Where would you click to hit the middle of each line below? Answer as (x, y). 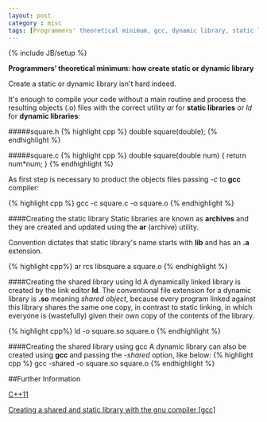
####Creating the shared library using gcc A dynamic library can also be (128, 346)
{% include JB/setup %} (48, 53)
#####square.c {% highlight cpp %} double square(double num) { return (128, 155)
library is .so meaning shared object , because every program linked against (132, 299)
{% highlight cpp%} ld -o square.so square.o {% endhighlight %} (114, 331)
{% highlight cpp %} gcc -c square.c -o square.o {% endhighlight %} (121, 203)
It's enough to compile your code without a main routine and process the (127, 100)
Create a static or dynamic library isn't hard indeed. (92, 84)
